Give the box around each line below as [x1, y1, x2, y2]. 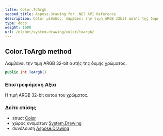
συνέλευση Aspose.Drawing [12, 125, 69, 131]
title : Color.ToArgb [5, 7, 47, 12]
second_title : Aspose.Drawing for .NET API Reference [5, 12, 116, 16]
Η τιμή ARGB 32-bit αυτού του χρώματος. [5, 92, 89, 98]
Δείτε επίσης [5, 104, 36, 111]
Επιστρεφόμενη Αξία [5, 81, 57, 88]
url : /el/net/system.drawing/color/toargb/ [5, 30, 95, 34]
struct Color [12, 115, 36, 121]
